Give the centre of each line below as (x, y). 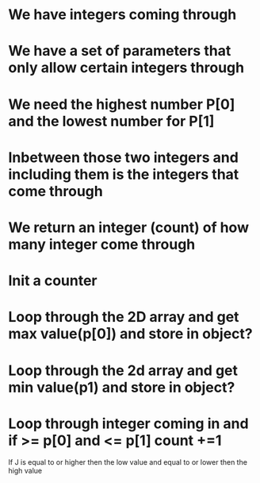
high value (25, 471)
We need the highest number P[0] (122, 104)
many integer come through (102, 244)
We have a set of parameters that (120, 51)
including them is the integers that (124, 174)
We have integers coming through (122, 15)
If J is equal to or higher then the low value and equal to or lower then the (128, 462)
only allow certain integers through (126, 68)
